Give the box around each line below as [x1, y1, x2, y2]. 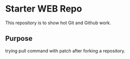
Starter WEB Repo [5, 3, 82, 15]
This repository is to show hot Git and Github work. [5, 20, 111, 26]
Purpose [5, 34, 33, 43]
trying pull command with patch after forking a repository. [5, 47, 125, 53]
